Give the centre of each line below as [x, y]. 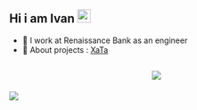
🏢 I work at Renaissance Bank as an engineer [105, 40]
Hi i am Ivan [42, 19]
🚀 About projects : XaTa [65, 49]
